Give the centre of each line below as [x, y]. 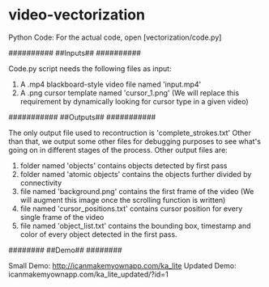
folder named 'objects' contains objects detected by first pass [124, 165]
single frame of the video [62, 217]
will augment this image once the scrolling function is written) [123, 200]
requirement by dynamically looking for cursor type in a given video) [134, 101]
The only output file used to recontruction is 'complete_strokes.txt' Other [130, 133]
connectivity [41, 183]
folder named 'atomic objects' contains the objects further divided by [136, 174]
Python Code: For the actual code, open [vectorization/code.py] [115, 37]
